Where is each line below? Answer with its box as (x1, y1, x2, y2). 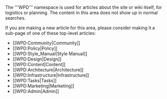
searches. (5, 15, 26, 21)
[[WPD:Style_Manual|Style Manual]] (12, 51, 87, 57)
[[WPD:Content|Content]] (12, 62, 66, 67)
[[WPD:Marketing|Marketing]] (12, 83, 75, 89)
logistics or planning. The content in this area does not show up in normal (5, 10, 158, 16)
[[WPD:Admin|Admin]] (12, 88, 60, 94)
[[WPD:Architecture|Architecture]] (12, 67, 84, 73)
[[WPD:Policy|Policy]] (12, 45, 58, 51)
